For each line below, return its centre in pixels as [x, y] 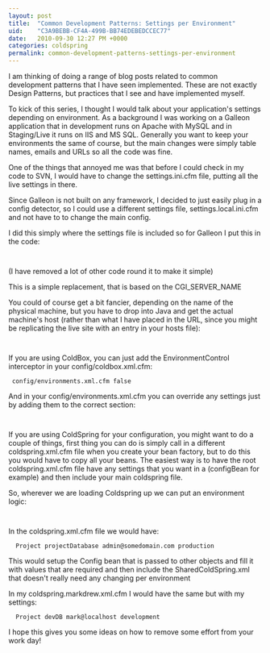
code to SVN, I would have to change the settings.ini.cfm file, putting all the [133, 176]
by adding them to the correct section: [72, 405]
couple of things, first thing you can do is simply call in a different [117, 443]
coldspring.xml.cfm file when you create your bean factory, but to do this [130, 451]
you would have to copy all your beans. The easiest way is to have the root [132, 460]
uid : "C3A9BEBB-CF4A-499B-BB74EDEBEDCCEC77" [90, 31]
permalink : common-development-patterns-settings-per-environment [122, 53]
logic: [17, 501]
